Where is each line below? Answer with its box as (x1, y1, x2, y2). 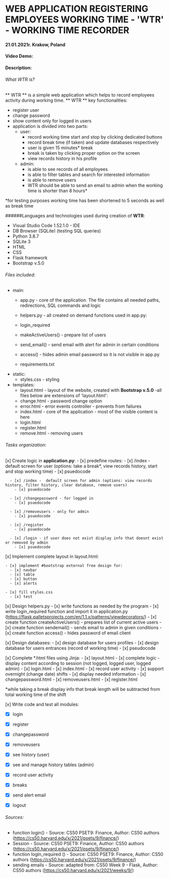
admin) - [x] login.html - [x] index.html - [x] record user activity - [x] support (5, 666, 164, 672)
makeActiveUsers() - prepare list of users (20, 332, 106, 338)
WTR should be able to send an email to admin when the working (27, 183, 163, 189)
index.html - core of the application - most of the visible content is (20, 409, 158, 415)
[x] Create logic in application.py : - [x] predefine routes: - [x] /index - (5, 457, 150, 463)
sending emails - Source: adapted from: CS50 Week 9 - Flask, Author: (12, 862, 158, 868)
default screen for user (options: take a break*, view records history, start (5, 463, 158, 469)
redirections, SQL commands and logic (20, 302, 101, 309)
